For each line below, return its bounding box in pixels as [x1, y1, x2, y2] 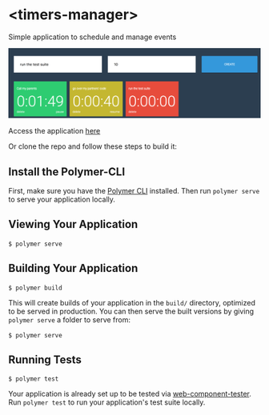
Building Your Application [8, 261, 139, 275]
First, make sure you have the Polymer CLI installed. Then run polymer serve [8, 186, 260, 196]
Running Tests [8, 353, 82, 367]
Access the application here [8, 126, 101, 136]
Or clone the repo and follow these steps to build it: [8, 142, 178, 151]
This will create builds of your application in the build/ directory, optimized [8, 297, 256, 307]
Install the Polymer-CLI [8, 165, 126, 178]
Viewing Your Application [8, 217, 139, 231]
